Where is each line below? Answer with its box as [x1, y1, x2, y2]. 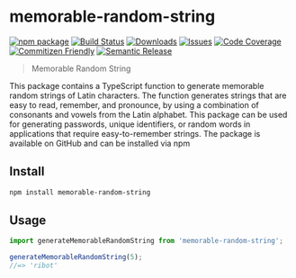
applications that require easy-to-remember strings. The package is [9, 128, 261, 139]
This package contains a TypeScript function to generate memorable [9, 80, 265, 91]
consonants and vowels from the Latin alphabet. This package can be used [9, 109, 288, 120]
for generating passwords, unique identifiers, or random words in [9, 119, 251, 130]
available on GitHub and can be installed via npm [9, 138, 191, 148]
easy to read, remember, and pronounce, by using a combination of [9, 99, 259, 110]
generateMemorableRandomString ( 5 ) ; [9, 253, 143, 262]
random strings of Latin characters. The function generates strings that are [9, 90, 287, 101]
